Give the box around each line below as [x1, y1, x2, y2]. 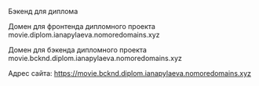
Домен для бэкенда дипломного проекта [8, 45, 148, 54]
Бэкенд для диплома [8, 7, 78, 16]
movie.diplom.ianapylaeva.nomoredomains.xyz [8, 30, 160, 39]
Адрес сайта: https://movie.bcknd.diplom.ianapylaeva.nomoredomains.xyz [8, 69, 252, 77]
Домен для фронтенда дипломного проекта [8, 22, 155, 30]
